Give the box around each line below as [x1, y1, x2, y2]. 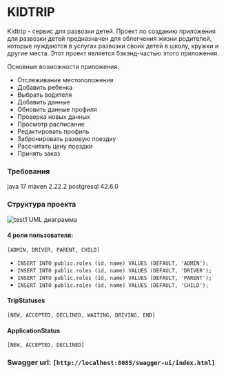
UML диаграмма [28, 215, 78, 223]
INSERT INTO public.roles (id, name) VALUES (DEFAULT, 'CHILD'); [17, 281, 209, 289]
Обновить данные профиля [17, 105, 98, 113]
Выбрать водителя [17, 91, 72, 99]
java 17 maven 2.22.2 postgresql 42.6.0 [7, 183, 119, 191]
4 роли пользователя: [7, 231, 74, 239]
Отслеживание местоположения [17, 75, 114, 84]
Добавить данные [17, 97, 70, 106]
